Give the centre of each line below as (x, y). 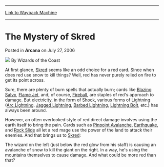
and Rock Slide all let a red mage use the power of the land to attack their (79, 130)
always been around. (26, 110)
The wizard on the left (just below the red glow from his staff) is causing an (81, 145)
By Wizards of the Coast (35, 60)
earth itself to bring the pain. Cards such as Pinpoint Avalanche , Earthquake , (82, 125)
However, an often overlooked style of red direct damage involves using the (81, 119)
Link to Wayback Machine (31, 12)
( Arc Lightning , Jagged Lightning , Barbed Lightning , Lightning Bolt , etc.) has (82, 105)
